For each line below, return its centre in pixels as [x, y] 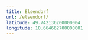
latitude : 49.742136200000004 [43, 22]
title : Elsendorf [27, 11]
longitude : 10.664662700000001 [45, 28]
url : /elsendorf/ [27, 17]
